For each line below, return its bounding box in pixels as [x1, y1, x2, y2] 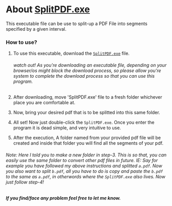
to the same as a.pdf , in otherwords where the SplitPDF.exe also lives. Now [6, 174, 165, 180]
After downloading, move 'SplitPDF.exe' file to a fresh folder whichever [13, 94, 162, 100]
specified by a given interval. [6, 26, 67, 32]
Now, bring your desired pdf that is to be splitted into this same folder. [13, 109, 160, 116]
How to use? [6, 38, 37, 45]
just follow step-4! [6, 179, 44, 185]
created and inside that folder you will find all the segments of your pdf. [13, 140, 164, 146]
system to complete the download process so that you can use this [13, 73, 155, 79]
